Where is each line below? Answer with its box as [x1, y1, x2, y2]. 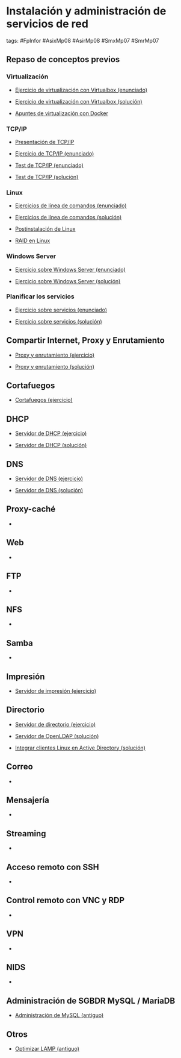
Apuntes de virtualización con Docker [14, 110, 108, 117]
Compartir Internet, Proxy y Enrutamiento [6, 336, 165, 346]
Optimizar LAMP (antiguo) [14, 1045, 80, 1053]
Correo [6, 762, 33, 772]
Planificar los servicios [6, 292, 75, 301]
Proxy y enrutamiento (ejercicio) [14, 351, 95, 358]
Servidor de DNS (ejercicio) [14, 475, 83, 483]
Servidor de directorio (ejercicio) [14, 721, 96, 728]
